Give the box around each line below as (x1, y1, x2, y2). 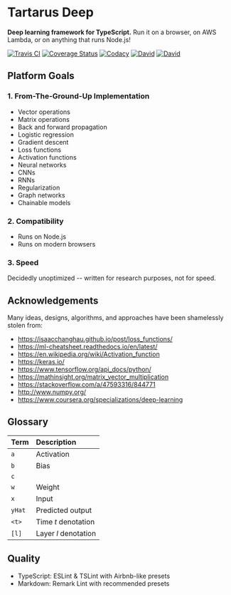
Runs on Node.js (17, 232, 66, 241)
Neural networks (17, 160, 67, 169)
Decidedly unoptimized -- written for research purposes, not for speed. (7, 274, 217, 282)
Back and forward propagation (17, 123, 108, 131)
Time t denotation (36, 517, 95, 527)
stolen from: (7, 321, 43, 330)
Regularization (17, 183, 60, 192)
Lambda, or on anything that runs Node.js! (7, 35, 131, 43)
